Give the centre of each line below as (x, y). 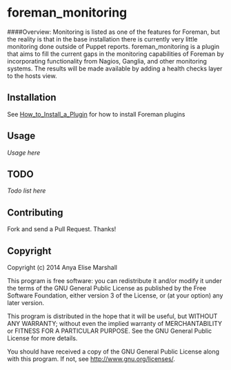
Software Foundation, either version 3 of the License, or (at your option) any (115, 295)
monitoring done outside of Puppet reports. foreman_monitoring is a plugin (113, 46)
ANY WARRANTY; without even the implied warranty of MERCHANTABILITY (115, 323)
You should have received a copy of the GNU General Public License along (113, 351)
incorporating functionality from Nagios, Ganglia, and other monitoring (107, 61)
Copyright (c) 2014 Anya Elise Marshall (62, 267)
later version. (26, 303)
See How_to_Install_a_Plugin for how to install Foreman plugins (96, 114)
